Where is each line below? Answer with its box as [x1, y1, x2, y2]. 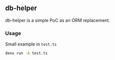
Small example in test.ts [5, 41, 57, 47]
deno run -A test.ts [5, 51, 48, 56]
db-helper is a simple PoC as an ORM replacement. [5, 17, 111, 23]
